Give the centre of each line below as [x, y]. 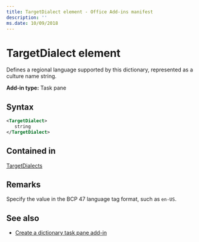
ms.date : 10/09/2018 [32, 23]
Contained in [31, 151]
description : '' [27, 18]
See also [23, 218]
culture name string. [32, 76]
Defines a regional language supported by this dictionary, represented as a [99, 70]
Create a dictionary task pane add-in [61, 233]
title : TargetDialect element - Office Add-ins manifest [80, 12]
